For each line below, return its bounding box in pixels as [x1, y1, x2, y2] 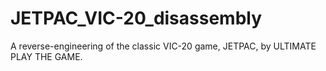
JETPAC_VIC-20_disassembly [10, 7, 263, 30]
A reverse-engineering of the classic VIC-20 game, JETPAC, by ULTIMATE [10, 40, 317, 52]
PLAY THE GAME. [10, 50, 83, 62]
